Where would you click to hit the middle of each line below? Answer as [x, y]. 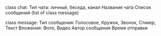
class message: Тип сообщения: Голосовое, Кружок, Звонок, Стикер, [81, 23]
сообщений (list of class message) [42, 13]
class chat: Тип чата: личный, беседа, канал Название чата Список [78, 7]
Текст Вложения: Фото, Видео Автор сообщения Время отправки [77, 28]
